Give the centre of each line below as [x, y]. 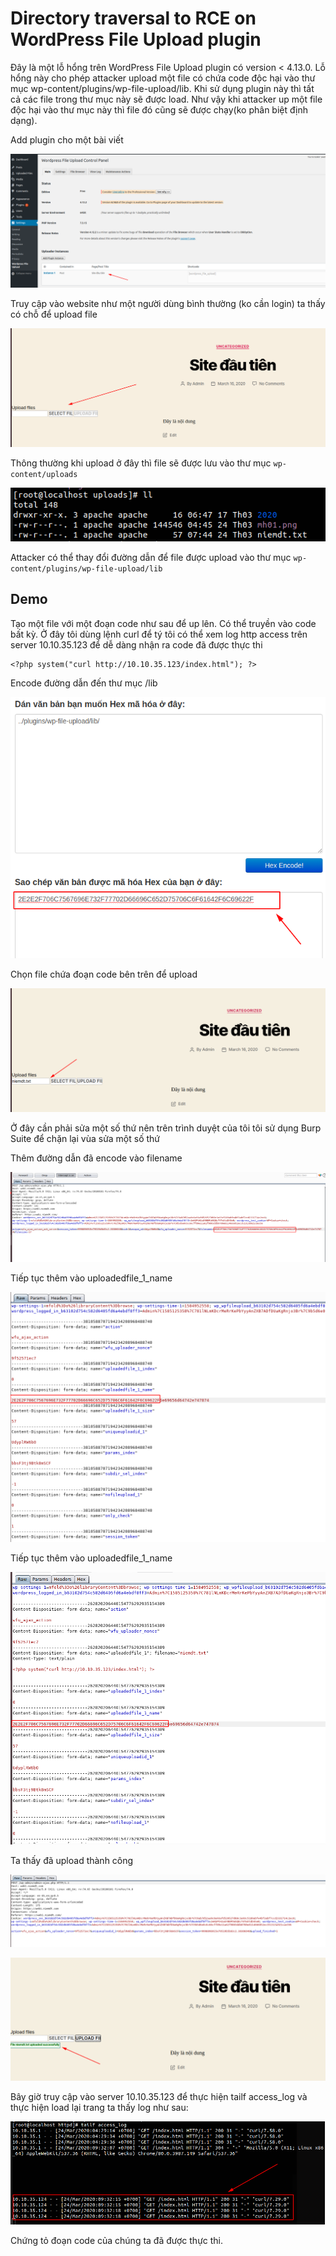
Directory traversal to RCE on [133, 18]
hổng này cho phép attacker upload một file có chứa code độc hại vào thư [163, 78]
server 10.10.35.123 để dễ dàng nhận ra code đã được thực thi [136, 644]
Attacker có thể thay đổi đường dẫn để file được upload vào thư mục [151, 557]
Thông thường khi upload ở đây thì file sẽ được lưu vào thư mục [141, 463]
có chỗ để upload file [54, 314]
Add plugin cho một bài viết [67, 139]
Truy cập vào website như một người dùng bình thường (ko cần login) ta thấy [168, 303]
